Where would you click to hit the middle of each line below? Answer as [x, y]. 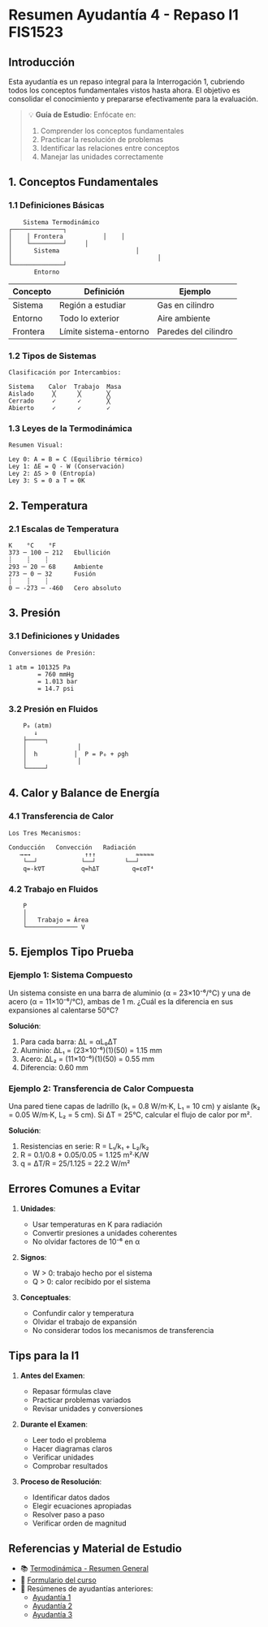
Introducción [42, 62]
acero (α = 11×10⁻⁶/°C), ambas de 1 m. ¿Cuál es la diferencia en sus [121, 1001]
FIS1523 [36, 32]
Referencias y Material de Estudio [95, 1548]
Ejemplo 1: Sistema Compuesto [71, 975]
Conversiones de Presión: [52, 653]
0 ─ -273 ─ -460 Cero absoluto [65, 588]
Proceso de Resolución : [61, 1481]
